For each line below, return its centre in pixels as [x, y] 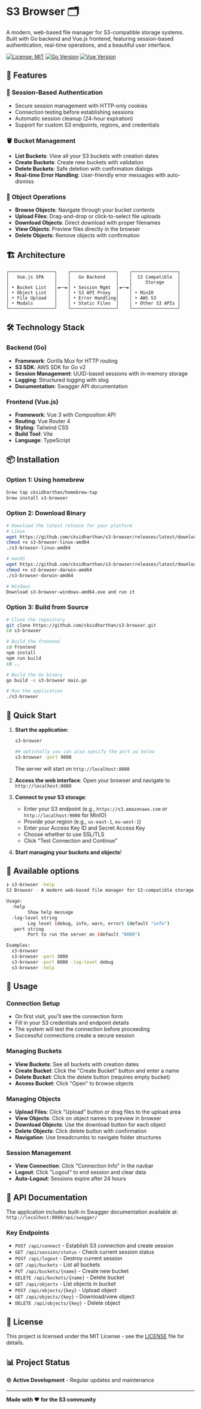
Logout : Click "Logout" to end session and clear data [80, 1172]
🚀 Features [27, 76]
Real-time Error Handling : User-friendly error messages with [90, 175]
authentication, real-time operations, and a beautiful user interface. [89, 45]
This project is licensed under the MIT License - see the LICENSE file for [95, 1336]
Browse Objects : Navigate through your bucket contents [85, 210]
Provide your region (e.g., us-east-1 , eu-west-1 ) [83, 821]
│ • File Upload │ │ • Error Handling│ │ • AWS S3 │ [93, 298]
